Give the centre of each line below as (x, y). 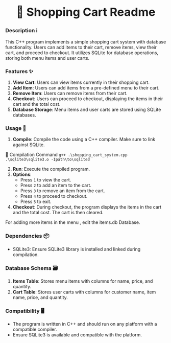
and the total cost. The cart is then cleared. (58, 213)
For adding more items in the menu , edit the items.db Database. (73, 222)
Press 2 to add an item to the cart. (56, 186)
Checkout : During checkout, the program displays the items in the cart (87, 207)
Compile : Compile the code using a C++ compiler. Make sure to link (84, 140)
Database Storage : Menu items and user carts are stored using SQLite (87, 110)
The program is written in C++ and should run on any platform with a (85, 324)
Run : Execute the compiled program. (51, 169)
